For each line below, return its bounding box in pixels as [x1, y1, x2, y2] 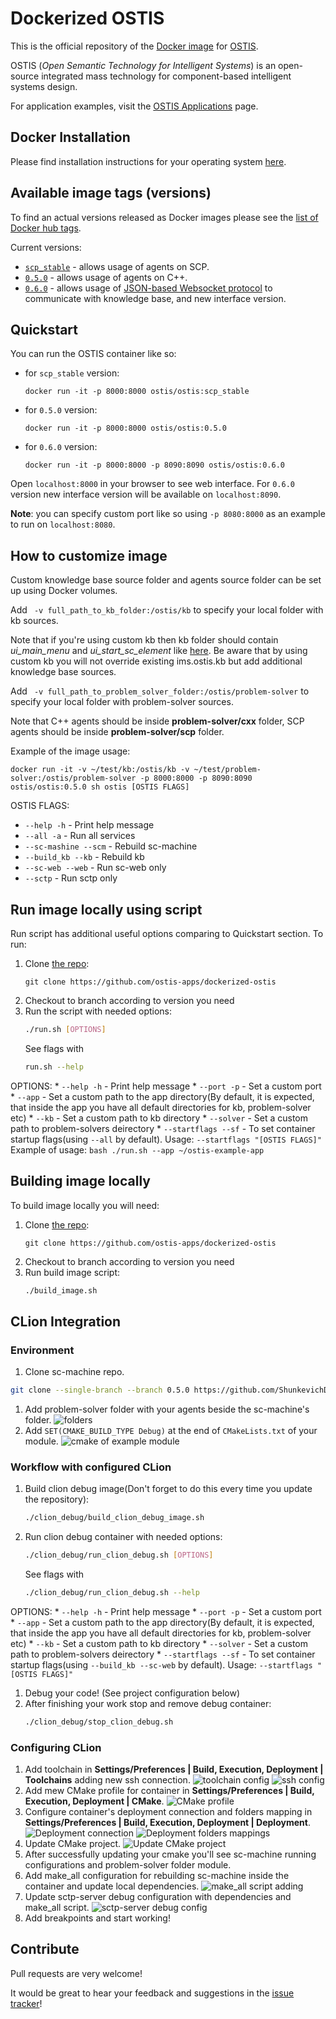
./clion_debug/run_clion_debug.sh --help [24, 1588, 201, 1598]
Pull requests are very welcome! [10, 1967, 143, 1979]
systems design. [10, 80, 78, 92]
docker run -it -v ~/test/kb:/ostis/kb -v [10, 765, 190, 775]
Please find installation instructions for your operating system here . [10, 155, 287, 167]
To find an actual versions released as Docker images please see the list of [10, 211, 319, 223]
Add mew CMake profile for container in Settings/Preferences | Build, [24, 1785, 315, 1797]
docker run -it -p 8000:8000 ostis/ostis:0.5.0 [24, 423, 227, 434]
